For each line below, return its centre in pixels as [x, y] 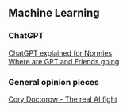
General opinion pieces [54, 82]
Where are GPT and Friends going [64, 61]
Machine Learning [54, 13]
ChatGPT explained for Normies [60, 53]
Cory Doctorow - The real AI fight [63, 99]
